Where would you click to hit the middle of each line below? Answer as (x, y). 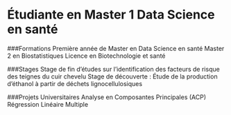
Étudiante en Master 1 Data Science (111, 15)
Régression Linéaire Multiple (48, 104)
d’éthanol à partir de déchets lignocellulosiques (75, 83)
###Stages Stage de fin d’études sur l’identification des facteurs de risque (113, 69)
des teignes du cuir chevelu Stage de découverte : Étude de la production (112, 76)
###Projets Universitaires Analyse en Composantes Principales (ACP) (107, 97)
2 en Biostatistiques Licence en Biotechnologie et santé (86, 56)
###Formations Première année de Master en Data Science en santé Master (116, 48)
